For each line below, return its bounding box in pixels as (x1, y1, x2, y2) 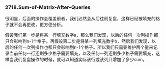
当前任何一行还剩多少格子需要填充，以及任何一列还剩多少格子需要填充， (9, 50, 156, 56)
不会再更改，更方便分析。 (13, 22, 65, 28)
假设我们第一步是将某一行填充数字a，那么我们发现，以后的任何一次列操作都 (5, 32, 158, 38)
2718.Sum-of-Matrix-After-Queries (5, 4, 91, 11)
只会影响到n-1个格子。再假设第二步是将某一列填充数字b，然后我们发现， (5, 38, 152, 44)
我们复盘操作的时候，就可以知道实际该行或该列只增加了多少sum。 (13, 57, 147, 63)
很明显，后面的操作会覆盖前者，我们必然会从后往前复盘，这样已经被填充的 (5, 16, 156, 22)
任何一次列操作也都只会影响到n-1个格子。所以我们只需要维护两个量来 (13, 45, 154, 50)
